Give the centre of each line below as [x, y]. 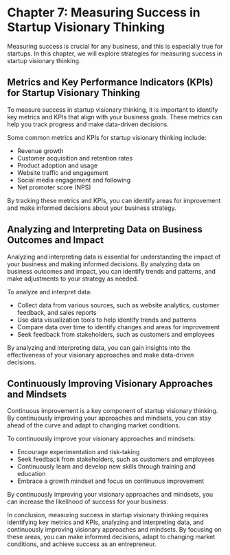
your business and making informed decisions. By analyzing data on [104, 264]
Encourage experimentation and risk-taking [78, 452]
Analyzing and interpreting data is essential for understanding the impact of [114, 257]
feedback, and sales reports [57, 312]
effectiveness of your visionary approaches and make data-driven [101, 355]
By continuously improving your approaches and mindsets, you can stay [109, 418]
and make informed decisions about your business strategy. [92, 208]
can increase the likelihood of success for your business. [88, 501]
